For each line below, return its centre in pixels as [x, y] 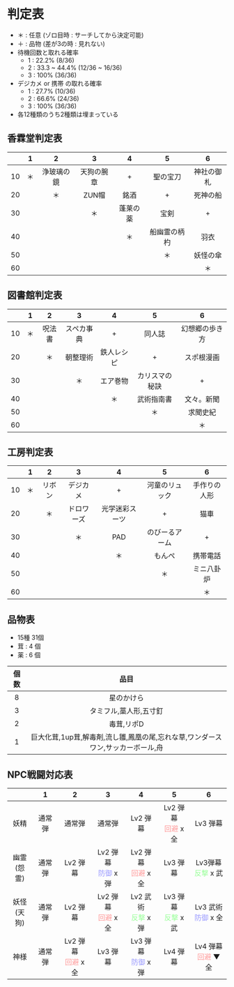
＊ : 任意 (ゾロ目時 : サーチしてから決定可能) [80, 35]
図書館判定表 [35, 295]
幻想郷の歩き [202, 329]
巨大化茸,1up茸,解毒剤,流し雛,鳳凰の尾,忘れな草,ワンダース [126, 737]
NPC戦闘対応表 [40, 775]
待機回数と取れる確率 [48, 52]
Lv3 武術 [209, 907]
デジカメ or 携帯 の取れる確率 [60, 83]
